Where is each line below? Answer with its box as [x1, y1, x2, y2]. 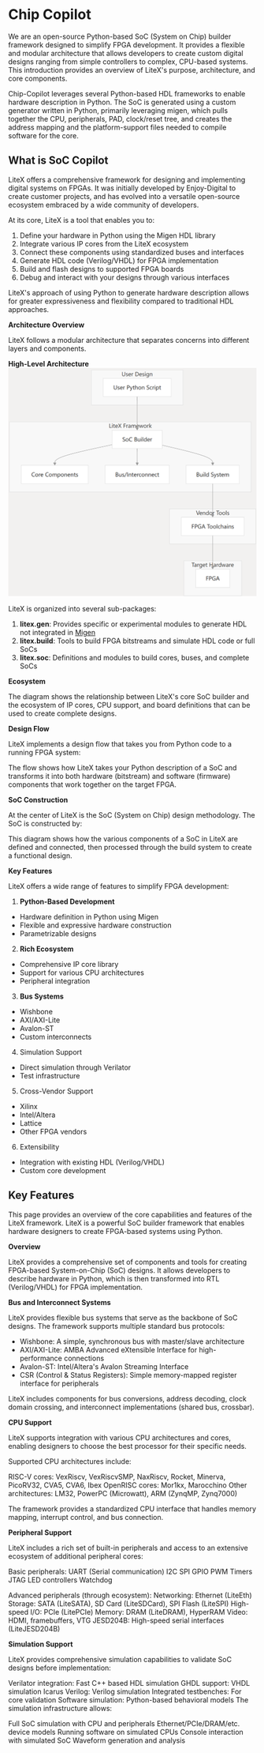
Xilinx [19, 1101, 38, 1111]
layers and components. [8, 344, 87, 353]
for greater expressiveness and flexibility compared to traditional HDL [8, 296, 234, 306]
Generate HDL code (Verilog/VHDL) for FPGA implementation [19, 255, 219, 265]
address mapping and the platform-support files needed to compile [8, 122, 227, 132]
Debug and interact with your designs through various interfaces [19, 273, 230, 282]
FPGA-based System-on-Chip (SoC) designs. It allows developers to [8, 1266, 231, 1275]
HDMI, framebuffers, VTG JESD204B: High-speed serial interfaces [8, 1616, 225, 1625]
